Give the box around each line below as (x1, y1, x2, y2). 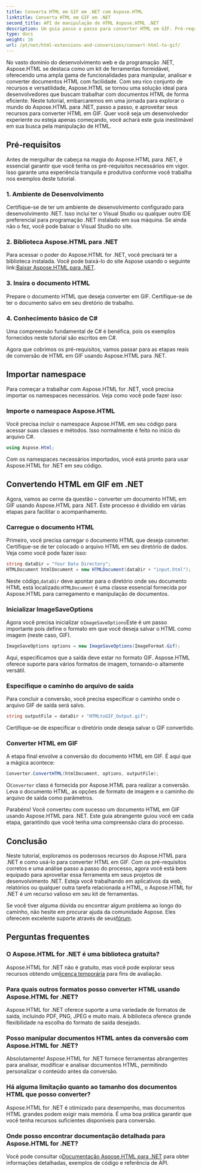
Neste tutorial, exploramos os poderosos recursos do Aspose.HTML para (6, 852, 187, 859)
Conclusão (6, 836, 48, 846)
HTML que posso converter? (6, 1090, 91, 1099)
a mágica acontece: (6, 759, 55, 766)
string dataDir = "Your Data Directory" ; (6, 560, 111, 567)
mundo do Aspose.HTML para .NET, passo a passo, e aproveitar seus (6, 103, 178, 110)
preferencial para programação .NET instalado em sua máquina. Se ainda (6, 216, 187, 223)
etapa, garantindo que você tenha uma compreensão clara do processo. (6, 819, 184, 826)
